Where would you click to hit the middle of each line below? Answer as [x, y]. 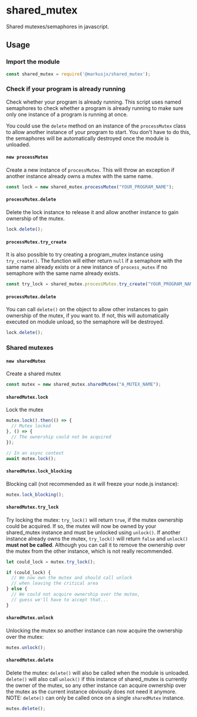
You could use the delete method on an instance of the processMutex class [96, 126]
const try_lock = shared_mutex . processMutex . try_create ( [77, 284]
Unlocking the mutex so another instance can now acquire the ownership [94, 631]
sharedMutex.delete [30, 660]
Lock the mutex [25, 410]
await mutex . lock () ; [31, 458]
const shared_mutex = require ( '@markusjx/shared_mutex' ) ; [78, 74]
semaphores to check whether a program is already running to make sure [95, 108]
